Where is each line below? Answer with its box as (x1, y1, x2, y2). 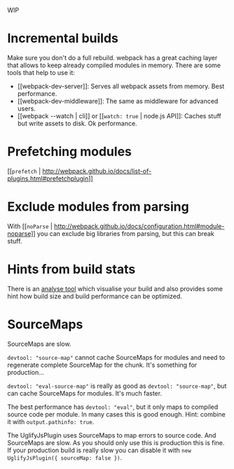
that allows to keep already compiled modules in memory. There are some (7, 61, 221, 69)
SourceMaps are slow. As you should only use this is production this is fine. (7, 438, 225, 447)
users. (17, 104, 36, 113)
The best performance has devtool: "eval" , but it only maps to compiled (7, 402, 219, 411)
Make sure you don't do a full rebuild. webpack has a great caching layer (7, 53, 218, 62)
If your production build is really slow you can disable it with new (7, 446, 191, 454)
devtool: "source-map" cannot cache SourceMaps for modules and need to (7, 353, 226, 361)
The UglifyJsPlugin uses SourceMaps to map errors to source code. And (7, 430, 216, 440)
